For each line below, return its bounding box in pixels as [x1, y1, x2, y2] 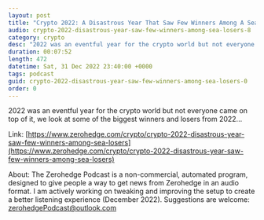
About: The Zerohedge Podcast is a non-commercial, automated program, [8, 170, 248, 179]
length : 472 [8, 56, 47, 64]
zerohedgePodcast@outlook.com [8, 203, 117, 213]
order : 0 [8, 84, 37, 93]
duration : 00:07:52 [8, 48, 72, 56]
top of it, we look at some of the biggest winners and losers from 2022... [8, 115, 243, 124]
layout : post [8, 11, 51, 20]
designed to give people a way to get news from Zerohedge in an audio [8, 178, 240, 188]
